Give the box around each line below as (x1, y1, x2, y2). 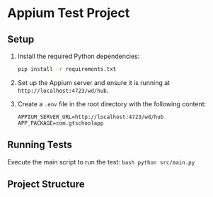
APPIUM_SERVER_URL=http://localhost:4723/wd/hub (17, 113, 164, 120)
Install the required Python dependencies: (17, 52, 140, 60)
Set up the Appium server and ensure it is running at (17, 78, 171, 86)
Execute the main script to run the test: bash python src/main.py (7, 157, 195, 166)
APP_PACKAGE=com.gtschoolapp (17, 119, 104, 127)
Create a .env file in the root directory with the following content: (17, 99, 207, 108)
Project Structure (7, 179, 85, 191)
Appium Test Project (7, 5, 130, 21)
